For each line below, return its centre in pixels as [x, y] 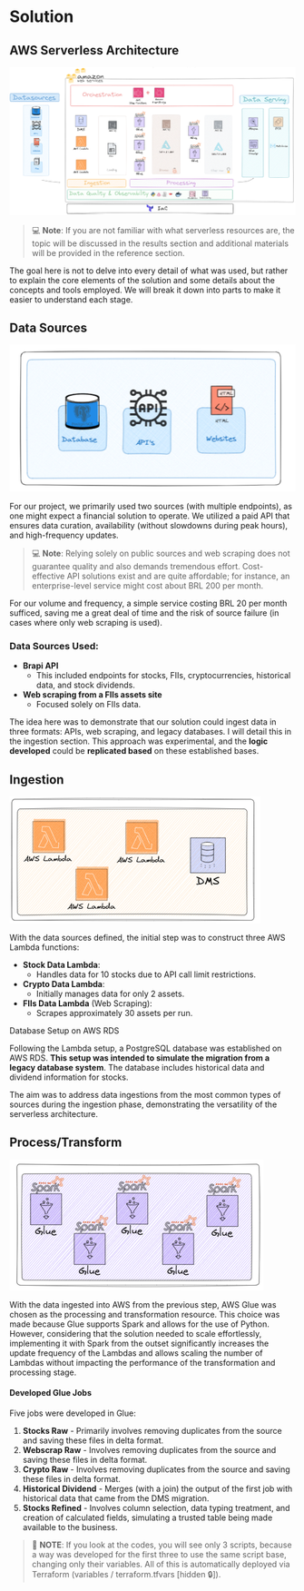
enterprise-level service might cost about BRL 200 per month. [147, 585]
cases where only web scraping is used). [86, 622]
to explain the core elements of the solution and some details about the [142, 280]
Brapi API [40, 666]
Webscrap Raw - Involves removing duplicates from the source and [149, 1450]
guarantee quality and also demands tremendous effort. [136, 566]
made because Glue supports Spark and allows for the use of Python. [140, 1324]
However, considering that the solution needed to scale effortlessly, [136, 1333]
